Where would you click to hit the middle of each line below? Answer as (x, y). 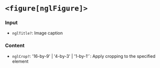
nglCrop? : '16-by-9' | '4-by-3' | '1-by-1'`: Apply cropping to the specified (84, 56)
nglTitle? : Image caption (37, 33)
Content (15, 46)
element (20, 61)
